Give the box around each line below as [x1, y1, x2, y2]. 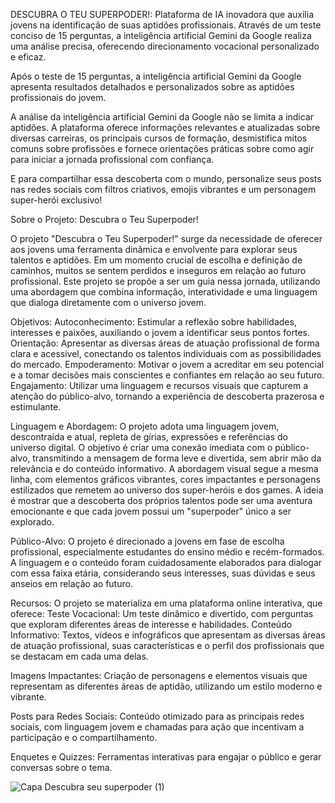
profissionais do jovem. [10, 92, 107, 103]
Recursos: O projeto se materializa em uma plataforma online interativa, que [10, 597, 323, 609]
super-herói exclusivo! [10, 194, 103, 206]
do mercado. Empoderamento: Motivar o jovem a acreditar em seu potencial [10, 359, 325, 370]
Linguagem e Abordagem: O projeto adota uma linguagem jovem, [10, 420, 280, 432]
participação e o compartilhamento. [10, 732, 158, 743]
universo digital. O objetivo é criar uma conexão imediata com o [10, 442, 273, 453]
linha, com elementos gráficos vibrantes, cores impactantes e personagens [10, 474, 321, 485]
